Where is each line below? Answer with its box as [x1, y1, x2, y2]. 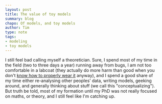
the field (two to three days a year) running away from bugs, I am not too [5, 62, 152, 68]
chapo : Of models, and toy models [5, 21, 76, 26]
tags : [5, 35, 16, 40]
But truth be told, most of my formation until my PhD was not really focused [5, 88, 157, 94]
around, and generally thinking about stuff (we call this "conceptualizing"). [5, 83, 155, 88]
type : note [5, 30, 27, 35]
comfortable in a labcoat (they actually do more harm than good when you [5, 67, 155, 73]
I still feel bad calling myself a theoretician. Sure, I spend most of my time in [5, 57, 158, 62]
